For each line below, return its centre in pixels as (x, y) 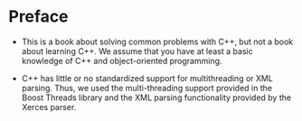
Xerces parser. (49, 107)
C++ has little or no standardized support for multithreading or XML (147, 78)
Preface (38, 17)
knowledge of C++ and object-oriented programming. (122, 60)
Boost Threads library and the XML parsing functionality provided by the (156, 98)
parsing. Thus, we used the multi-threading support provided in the (147, 88)
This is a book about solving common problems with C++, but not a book (157, 42)
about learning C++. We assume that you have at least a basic (137, 51)
